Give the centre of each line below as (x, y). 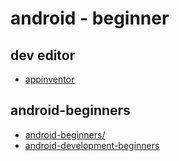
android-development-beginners (92, 145)
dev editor (43, 55)
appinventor (49, 79)
